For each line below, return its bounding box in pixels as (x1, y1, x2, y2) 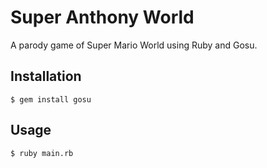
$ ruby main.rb (10, 148, 74, 158)
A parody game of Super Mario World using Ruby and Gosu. (10, 39, 258, 51)
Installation (10, 68, 82, 85)
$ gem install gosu (10, 94, 92, 105)
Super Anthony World (10, 6, 195, 29)
